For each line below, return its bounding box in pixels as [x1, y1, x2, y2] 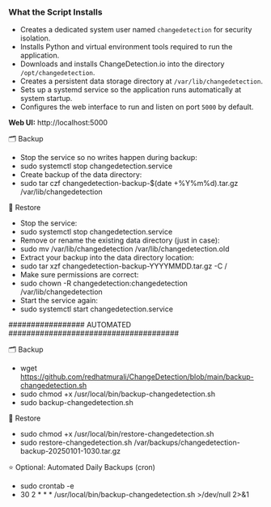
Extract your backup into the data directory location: [19, 253, 194, 263]
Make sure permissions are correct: [19, 270, 139, 280]
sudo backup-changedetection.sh [19, 398, 133, 408]
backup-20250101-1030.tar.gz [19, 446, 121, 456]
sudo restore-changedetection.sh [19, 437, 133, 447]
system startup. [19, 94, 73, 104]
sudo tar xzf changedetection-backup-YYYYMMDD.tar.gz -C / [19, 261, 228, 271]
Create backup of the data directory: [19, 170, 142, 180]
